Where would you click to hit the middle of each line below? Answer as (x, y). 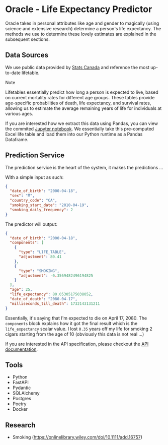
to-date (13, 73)
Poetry (19, 404)
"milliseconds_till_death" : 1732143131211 (55, 303)
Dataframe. (17, 139)
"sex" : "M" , (22, 196)
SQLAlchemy (26, 393)
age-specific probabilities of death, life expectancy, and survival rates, (78, 103)
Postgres (22, 399)
